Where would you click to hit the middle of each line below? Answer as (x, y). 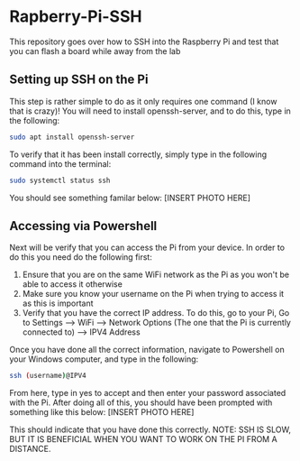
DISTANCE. (30, 449)
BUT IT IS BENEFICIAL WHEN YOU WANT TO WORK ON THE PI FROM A (143, 439)
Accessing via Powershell (83, 226)
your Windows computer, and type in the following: (104, 359)
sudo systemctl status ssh (60, 180)
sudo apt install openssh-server (72, 137)
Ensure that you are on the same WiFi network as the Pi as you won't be (156, 275)
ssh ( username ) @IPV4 (48, 376)
